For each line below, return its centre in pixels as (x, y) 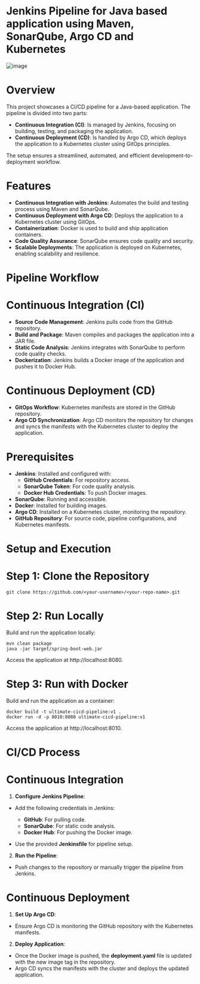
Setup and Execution (59, 549)
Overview (31, 90)
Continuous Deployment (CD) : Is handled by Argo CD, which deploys (101, 137)
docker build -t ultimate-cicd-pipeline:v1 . (64, 712)
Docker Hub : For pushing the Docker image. (78, 832)
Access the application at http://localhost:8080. (65, 660)
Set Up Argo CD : (36, 914)
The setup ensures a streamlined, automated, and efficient (78, 155)
